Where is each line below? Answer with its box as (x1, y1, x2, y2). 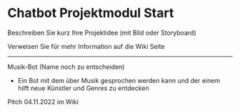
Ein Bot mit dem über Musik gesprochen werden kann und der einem (17, 76, 220, 84)
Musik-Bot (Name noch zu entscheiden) (7, 62, 125, 71)
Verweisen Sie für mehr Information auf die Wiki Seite (7, 42, 166, 50)
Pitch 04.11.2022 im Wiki (7, 97, 79, 106)
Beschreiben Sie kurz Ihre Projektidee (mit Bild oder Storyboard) (7, 28, 196, 37)
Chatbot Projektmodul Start (7, 5, 174, 21)
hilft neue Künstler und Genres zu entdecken (17, 84, 149, 92)
